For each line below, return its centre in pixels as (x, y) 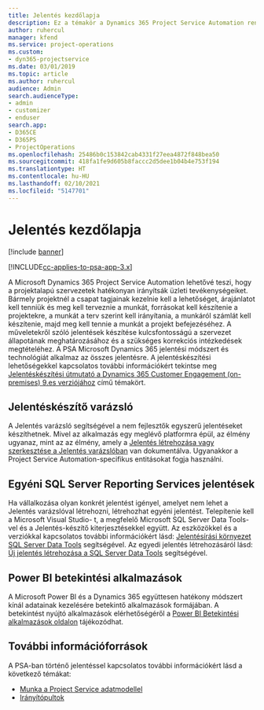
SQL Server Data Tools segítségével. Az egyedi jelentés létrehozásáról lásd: (130, 545)
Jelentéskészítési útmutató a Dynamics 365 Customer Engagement (117, 373)
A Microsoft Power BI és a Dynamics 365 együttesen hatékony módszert (126, 597)
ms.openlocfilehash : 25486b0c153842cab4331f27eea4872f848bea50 (114, 154)
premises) (24, 382)
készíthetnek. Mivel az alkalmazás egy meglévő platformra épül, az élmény (129, 434)
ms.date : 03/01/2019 (42, 67)
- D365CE (22, 132)
